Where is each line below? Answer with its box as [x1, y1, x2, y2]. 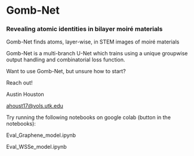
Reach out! [6, 79, 33, 86]
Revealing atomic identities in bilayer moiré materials [6, 25, 163, 33]
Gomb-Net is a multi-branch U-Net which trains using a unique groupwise [6, 50, 188, 57]
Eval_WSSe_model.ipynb [6, 143, 67, 151]
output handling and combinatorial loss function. [6, 56, 125, 63]
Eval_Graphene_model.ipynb [6, 132, 76, 139]
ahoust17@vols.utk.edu [6, 102, 64, 110]
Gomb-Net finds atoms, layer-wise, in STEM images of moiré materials [6, 38, 180, 45]
